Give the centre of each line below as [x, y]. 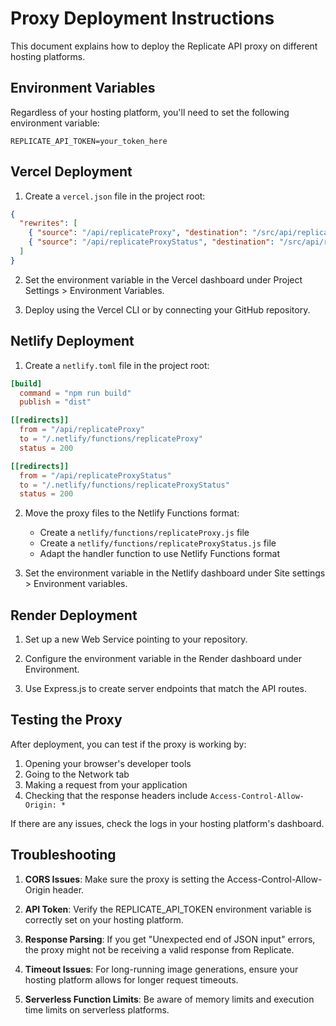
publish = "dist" [55, 402]
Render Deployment [74, 615]
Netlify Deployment [72, 341]
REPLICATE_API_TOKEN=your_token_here [89, 141]
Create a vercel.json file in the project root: [115, 196]
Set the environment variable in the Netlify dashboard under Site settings [175, 573]
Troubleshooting [63, 855]
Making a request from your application [106, 784]
